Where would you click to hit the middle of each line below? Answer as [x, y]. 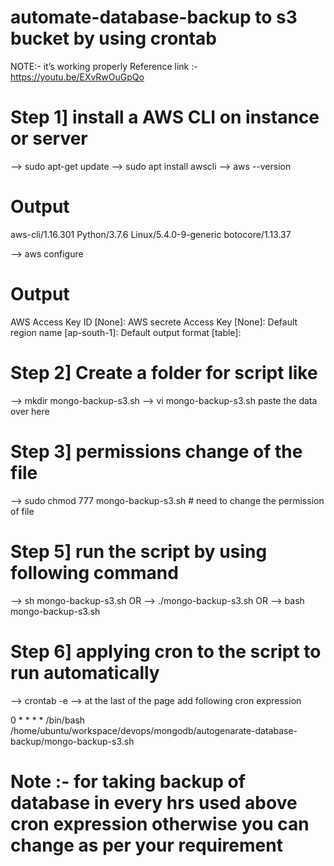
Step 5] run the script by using [139, 551]
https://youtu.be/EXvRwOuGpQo [77, 77]
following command [94, 572]
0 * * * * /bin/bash [48, 720]
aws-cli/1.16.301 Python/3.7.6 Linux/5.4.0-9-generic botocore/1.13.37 [151, 234]
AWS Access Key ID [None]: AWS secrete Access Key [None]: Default [154, 322]
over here [30, 411]
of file [22, 511]
